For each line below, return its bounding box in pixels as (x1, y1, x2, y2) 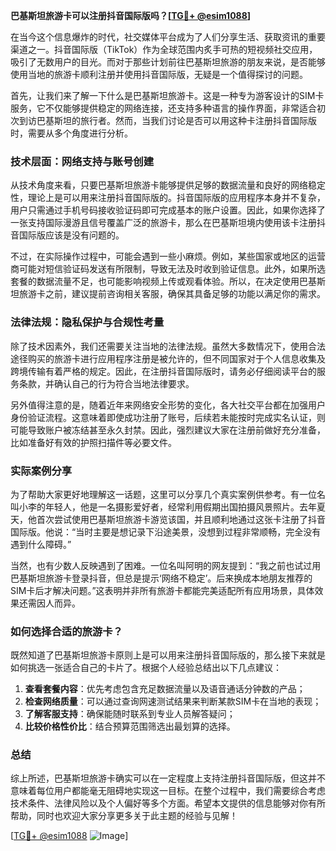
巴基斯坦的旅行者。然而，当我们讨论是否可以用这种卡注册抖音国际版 (36, 115, 317, 126)
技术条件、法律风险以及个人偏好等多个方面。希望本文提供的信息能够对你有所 (10, 797, 326, 809)
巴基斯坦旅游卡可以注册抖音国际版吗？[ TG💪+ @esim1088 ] (10, 10, 252, 21)
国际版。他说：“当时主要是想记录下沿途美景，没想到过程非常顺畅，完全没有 (10, 525, 322, 538)
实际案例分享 (10, 464, 73, 478)
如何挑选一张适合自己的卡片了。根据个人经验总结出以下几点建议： (10, 662, 282, 674)
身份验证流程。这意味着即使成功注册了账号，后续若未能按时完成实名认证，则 (10, 411, 326, 423)
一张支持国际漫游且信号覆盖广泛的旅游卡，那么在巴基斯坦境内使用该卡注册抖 (10, 217, 326, 229)
